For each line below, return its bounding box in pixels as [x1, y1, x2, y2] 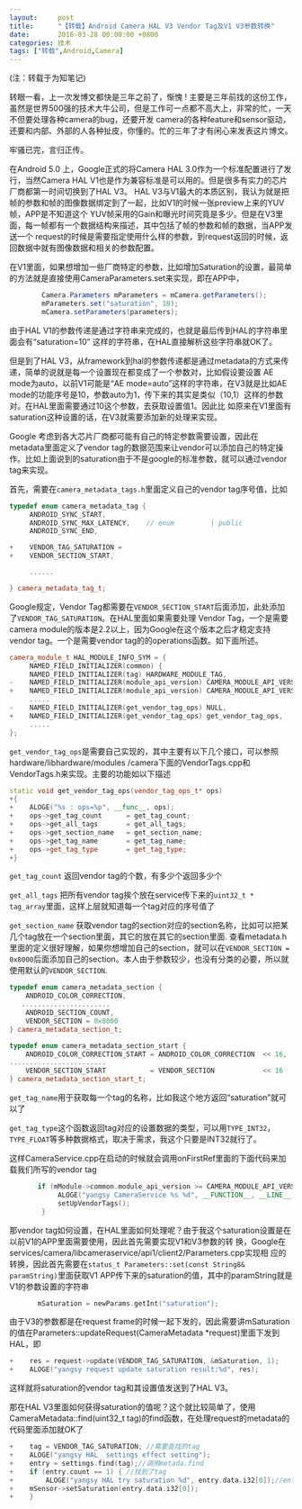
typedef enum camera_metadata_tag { [9, 501, 147, 511]
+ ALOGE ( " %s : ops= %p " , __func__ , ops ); [9, 803, 175, 812]
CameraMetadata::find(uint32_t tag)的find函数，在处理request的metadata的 [9, 1413, 290, 1423]
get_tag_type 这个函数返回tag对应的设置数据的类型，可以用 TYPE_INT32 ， [9, 1123, 276, 1133]
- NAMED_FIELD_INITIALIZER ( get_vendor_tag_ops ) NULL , [9, 703, 227, 712]
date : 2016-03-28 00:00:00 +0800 [9, 30, 159, 39]
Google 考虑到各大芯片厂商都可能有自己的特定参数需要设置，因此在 [9, 430, 259, 441]
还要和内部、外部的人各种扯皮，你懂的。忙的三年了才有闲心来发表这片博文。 [9, 125, 293, 136]
